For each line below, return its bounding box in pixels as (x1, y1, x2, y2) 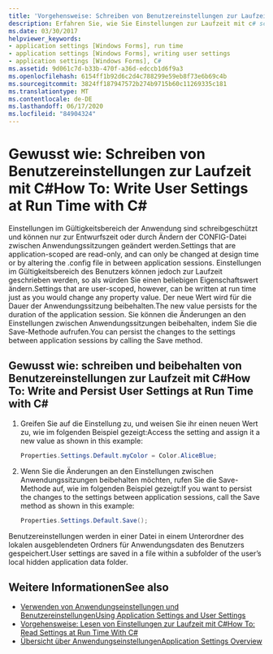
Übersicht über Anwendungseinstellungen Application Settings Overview (19, 636, 262, 646)
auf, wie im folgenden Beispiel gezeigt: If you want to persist (52, 484, 253, 493)
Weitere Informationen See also (8, 580, 169, 594)
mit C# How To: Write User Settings (8, 179, 249, 198)
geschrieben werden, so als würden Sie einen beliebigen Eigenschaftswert (8, 275, 258, 285)
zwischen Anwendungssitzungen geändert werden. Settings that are (8, 240, 236, 250)
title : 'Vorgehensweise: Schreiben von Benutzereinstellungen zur (8, 11, 238, 20)
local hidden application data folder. (8, 557, 128, 566)
